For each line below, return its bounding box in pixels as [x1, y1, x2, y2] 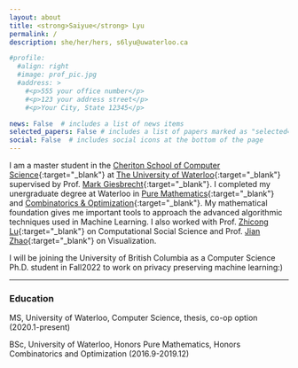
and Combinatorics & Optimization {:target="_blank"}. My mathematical [9, 198, 268, 208]
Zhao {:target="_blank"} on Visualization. [9, 236, 157, 246]
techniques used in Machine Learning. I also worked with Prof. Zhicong [9, 216, 269, 227]
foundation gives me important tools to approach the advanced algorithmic [9, 207, 283, 217]
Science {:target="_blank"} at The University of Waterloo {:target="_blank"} [9, 169, 281, 180]
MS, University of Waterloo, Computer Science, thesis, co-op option [9, 312, 258, 324]
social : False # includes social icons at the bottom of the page [9, 136, 264, 145]
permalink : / [9, 29, 58, 38]
